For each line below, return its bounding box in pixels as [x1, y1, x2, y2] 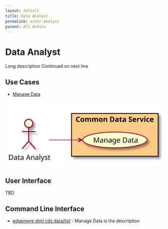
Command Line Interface [5, 204, 85, 213]
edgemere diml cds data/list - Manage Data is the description [12, 218, 140, 224]
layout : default [5, 8, 39, 13]
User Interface [5, 177, 52, 185]
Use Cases [5, 78, 40, 86]
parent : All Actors [5, 24, 46, 29]
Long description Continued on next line [5, 63, 89, 69]
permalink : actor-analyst [5, 19, 59, 24]
